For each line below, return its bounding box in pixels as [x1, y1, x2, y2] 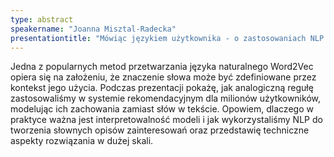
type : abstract [10, 14, 74, 25]
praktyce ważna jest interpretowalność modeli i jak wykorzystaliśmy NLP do [10, 114, 323, 126]
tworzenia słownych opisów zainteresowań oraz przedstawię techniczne [10, 124, 310, 136]
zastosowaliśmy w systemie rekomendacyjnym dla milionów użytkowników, [10, 92, 321, 105]
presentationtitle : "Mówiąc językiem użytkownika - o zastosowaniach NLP [10, 33, 325, 43]
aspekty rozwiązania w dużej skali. [10, 135, 154, 147]
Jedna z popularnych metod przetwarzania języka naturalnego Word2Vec [10, 61, 314, 73]
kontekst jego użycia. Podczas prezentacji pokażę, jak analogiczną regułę [10, 82, 314, 94]
